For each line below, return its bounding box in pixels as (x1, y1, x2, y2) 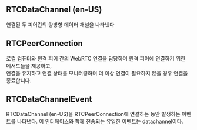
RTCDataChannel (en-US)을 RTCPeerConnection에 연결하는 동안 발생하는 (6, 111, 181, 118)
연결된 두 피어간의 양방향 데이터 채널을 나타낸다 (6, 21, 115, 28)
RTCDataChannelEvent (6, 94, 92, 105)
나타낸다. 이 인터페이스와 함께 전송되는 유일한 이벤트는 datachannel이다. (16, 118, 183, 125)
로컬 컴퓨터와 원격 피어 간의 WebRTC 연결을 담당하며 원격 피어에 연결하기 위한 (6, 55, 186, 62)
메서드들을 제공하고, (6, 62, 52, 69)
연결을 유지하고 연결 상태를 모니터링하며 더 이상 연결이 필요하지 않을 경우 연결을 (6, 69, 188, 76)
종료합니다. (6, 76, 32, 84)
